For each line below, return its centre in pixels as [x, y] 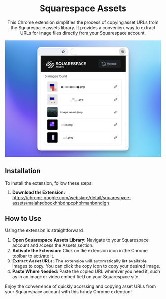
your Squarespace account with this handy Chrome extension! [69, 291]
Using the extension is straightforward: [44, 230]
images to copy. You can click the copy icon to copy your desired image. [86, 266]
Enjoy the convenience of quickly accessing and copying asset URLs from [81, 286]
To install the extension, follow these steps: [49, 183]
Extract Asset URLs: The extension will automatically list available [80, 261]
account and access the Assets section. [53, 245]
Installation [23, 171]
